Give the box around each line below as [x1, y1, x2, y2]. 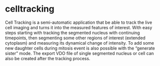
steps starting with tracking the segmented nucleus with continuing [5, 30, 140, 35]
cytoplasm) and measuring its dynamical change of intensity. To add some [5, 40, 154, 46]
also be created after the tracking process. [5, 55, 90, 61]
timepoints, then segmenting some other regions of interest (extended [5, 35, 146, 41]
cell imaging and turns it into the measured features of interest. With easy [5, 24, 152, 30]
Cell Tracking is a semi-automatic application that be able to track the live [5, 19, 152, 25]
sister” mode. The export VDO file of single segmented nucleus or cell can [5, 50, 154, 56]
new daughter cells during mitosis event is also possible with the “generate [5, 45, 155, 51]
